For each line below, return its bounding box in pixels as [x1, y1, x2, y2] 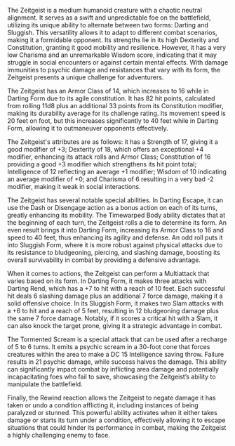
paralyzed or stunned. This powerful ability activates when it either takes [7, 409, 217, 417]
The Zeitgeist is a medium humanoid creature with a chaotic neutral [7, 6, 202, 14]
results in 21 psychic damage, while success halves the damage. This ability [7, 358, 227, 366]
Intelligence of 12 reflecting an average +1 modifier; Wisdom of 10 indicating [7, 168, 227, 176]
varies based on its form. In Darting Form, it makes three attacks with [7, 277, 207, 285]
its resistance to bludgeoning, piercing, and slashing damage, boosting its [7, 249, 221, 256]
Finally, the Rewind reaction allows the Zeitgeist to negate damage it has [7, 393, 216, 402]
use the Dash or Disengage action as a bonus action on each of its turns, [7, 204, 217, 211]
